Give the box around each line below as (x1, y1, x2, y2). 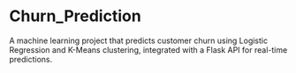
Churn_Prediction (9, 6, 141, 26)
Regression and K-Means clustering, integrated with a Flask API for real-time (9, 44, 288, 55)
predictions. (9, 54, 53, 64)
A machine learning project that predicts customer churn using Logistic (9, 35, 268, 46)
